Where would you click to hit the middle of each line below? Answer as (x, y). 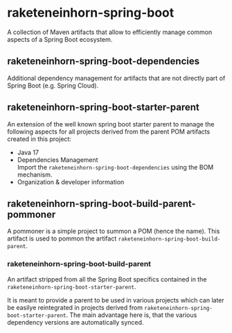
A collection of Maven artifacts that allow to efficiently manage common (110, 32)
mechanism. (35, 174)
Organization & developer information (71, 181)
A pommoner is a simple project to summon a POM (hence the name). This (114, 232)
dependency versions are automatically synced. (75, 322)
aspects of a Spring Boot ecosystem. (60, 39)
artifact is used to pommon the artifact (62, 238)
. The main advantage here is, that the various (132, 315)
